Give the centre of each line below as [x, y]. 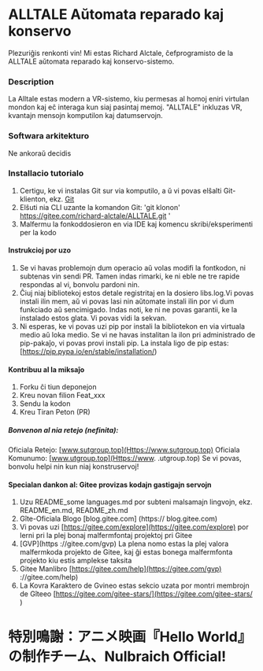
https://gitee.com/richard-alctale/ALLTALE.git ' [95, 216]
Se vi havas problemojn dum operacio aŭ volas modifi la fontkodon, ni [133, 268]
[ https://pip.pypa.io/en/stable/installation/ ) [88, 352]
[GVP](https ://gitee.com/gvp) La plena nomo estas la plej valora [124, 544]
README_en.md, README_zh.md [74, 511]
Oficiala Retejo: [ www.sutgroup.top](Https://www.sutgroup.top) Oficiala [124, 450]
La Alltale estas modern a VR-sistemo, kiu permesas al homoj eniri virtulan [129, 99]
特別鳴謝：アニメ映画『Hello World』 [130, 637]
